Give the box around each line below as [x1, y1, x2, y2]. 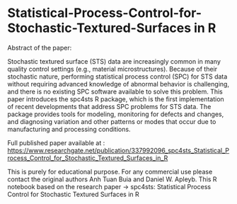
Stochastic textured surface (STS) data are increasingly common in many [7, 57, 221, 65]
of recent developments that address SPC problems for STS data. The [7, 102, 212, 110]
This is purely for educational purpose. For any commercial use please [7, 167, 213, 176]
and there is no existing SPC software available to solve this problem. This [7, 87, 223, 96]
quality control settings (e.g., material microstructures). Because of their [7, 64, 218, 73]
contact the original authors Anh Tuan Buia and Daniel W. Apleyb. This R [7, 175, 217, 183]
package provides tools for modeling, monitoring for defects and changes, [7, 110, 224, 118]
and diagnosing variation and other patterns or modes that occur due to [7, 117, 216, 125]
